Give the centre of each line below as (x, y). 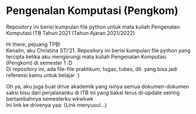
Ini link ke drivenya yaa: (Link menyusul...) (56, 105)
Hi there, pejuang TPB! (33, 44)
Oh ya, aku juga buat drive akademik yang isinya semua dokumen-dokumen (97, 86)
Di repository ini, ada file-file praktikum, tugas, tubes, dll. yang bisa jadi (92, 69)
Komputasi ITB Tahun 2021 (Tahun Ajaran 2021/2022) (71, 33)
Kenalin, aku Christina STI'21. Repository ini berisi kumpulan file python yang (98, 50)
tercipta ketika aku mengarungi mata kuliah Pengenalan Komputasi (86, 56)
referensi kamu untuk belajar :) (43, 75)
